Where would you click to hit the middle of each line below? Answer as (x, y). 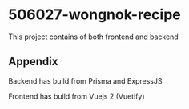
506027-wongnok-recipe (95, 15)
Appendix (33, 62)
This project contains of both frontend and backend (93, 37)
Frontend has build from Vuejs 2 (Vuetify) (76, 96)
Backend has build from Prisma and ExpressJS (85, 80)
